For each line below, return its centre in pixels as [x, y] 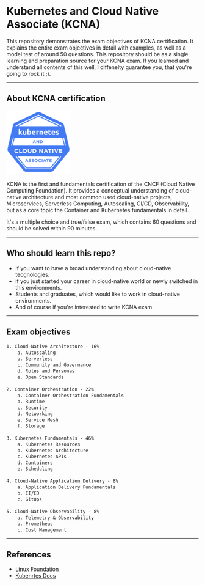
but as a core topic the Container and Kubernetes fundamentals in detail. [98, 210]
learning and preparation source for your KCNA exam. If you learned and [98, 61]
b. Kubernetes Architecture [53, 451]
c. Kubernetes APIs [42, 457]
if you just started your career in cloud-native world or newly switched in [106, 281]
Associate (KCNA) [53, 24]
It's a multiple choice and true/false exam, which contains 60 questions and [101, 222]
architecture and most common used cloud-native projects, [98, 197]
